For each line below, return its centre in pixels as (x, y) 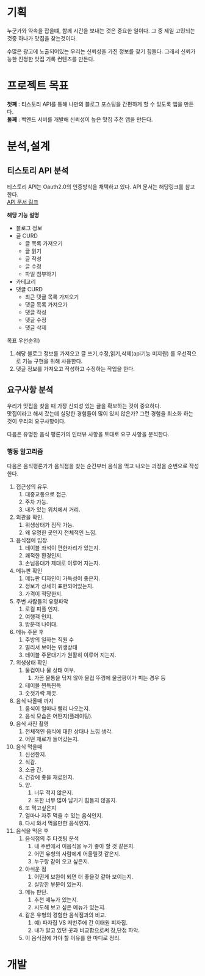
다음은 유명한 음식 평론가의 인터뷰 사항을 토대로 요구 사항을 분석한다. (88, 434)
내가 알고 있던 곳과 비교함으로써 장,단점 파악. (87, 930)
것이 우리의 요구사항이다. (36, 421)
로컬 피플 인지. (42, 609)
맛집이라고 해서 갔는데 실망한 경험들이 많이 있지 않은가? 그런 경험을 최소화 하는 (100, 413)
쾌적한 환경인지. (44, 555)
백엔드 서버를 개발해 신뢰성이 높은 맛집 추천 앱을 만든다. (87, 119)
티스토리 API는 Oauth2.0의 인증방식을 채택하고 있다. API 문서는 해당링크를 (95, 187)
